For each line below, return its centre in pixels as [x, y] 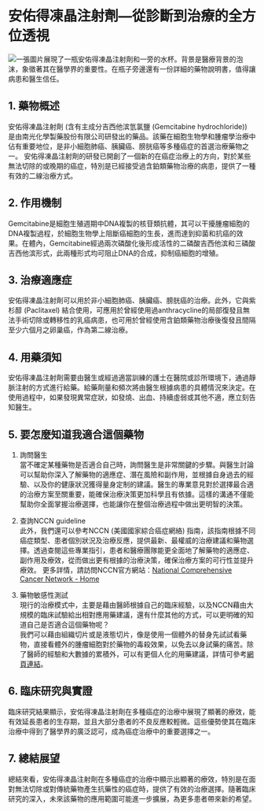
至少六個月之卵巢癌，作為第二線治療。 [70, 330]
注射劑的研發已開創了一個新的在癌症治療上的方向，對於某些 [154, 156]
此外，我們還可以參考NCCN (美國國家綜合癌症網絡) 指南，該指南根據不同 [137, 531]
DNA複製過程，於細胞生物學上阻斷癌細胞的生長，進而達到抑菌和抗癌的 [123, 233]
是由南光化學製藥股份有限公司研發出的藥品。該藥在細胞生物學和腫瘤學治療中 [132, 136]
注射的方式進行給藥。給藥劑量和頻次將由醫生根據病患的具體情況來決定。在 [135, 387]
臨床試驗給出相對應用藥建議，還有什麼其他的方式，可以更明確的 [144, 615]
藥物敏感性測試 [44, 595]
